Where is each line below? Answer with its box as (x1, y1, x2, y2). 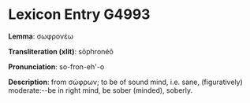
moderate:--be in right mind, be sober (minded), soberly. (8, 85, 193, 95)
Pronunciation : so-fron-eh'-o (8, 61, 105, 72)
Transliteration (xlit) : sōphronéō (8, 46, 114, 56)
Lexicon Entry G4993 (8, 6, 151, 24)
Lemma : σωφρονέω (8, 31, 73, 41)
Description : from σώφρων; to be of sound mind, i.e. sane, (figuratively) (8, 77, 243, 86)
